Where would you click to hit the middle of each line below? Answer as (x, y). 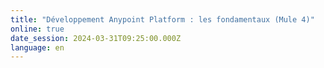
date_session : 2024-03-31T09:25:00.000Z (96, 38)
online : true (37, 29)
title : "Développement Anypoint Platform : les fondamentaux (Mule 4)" (162, 19)
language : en (37, 47)
